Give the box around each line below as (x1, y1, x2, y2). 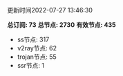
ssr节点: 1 (17, 61, 45, 69)
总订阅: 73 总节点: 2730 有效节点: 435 (7, 21, 116, 29)
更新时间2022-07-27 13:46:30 (7, 6, 93, 14)
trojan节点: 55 (17, 53, 57, 61)
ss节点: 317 (17, 35, 50, 44)
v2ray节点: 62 (17, 44, 57, 52)
